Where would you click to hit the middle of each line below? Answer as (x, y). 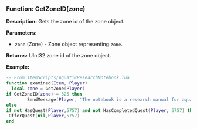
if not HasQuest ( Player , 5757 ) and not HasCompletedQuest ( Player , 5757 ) (95, 110)
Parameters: (21, 33)
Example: (18, 67)
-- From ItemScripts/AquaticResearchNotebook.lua (68, 78)
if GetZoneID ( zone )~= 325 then (44, 94)
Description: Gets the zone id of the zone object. (65, 22)
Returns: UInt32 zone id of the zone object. (59, 56)
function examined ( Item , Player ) (47, 83)
